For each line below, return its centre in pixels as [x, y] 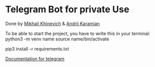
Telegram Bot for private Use [67, 9]
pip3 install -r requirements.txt [37, 49]
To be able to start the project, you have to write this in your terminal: [78, 33]
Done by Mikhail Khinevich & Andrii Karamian [53, 24]
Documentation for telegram [35, 59]
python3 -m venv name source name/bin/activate [57, 39]
